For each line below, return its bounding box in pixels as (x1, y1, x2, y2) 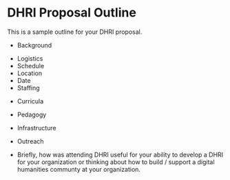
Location (17, 69, 43, 77)
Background (17, 41, 52, 49)
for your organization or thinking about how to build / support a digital (17, 157, 215, 166)
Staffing (17, 83, 40, 92)
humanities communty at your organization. (17, 165, 141, 173)
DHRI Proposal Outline (7, 5, 136, 21)
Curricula (17, 97, 44, 105)
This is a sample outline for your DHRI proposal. (7, 28, 143, 36)
